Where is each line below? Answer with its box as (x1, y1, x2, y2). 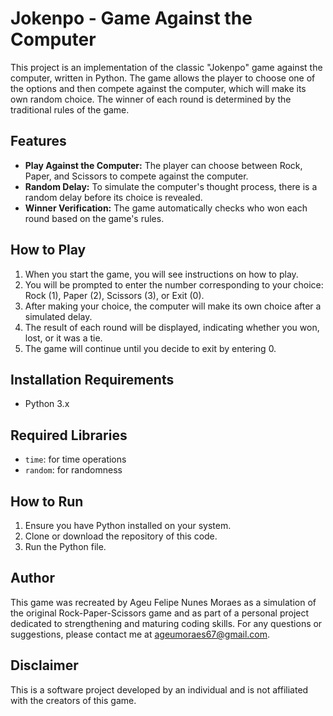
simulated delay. (24, 310, 93, 322)
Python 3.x (24, 398, 70, 410)
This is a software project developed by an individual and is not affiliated (10, 683, 309, 696)
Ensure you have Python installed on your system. (24, 520, 232, 531)
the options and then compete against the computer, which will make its (10, 82, 307, 94)
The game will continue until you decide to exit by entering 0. (24, 342, 277, 354)
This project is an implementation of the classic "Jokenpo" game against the (10, 61, 323, 73)
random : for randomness (24, 464, 123, 476)
